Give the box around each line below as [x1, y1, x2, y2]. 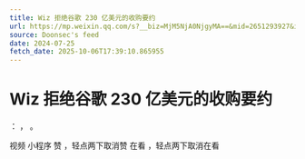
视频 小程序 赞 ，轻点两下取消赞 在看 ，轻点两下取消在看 [9, 140, 220, 151]
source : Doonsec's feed [9, 30, 100, 39]
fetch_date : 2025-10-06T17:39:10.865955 [9, 47, 165, 56]
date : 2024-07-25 [9, 38, 75, 48]
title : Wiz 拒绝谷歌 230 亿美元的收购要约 [9, 13, 156, 23]
